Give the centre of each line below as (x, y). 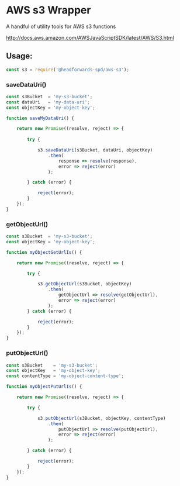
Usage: (20, 56)
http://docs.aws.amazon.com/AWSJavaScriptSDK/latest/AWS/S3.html (90, 37)
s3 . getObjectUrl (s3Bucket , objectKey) (84, 284)
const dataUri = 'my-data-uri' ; (48, 102)
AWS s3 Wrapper (49, 10)
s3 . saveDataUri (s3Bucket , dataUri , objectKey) (95, 150)
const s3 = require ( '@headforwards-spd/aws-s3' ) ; (68, 70)
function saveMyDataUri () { (40, 118)
